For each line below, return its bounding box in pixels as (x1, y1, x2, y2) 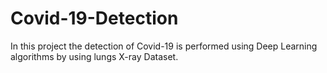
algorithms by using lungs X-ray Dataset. (10, 50, 179, 62)
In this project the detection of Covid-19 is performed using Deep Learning (10, 40, 318, 52)
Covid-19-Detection (10, 7, 179, 30)
